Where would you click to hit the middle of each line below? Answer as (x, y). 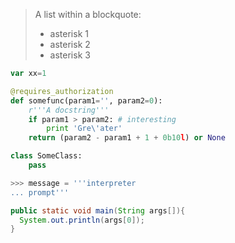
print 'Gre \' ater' (84, 129)
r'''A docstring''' (69, 110)
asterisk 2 (70, 44)
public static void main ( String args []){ (98, 210)
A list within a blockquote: (88, 14)
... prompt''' (40, 192)
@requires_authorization (62, 91)
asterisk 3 (70, 55)
